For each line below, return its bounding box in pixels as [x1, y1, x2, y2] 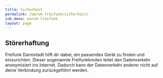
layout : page [5, 20, 32, 26]
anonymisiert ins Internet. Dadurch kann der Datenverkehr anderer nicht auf [5, 62, 158, 68]
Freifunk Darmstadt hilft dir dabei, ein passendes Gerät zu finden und [5, 52, 145, 58]
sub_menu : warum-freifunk [5, 16, 58, 21]
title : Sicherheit [5, 7, 43, 12]
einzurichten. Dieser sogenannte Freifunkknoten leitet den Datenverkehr [5, 57, 151, 63]
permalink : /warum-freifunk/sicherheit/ [5, 12, 89, 17]
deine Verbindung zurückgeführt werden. [5, 67, 89, 73]
